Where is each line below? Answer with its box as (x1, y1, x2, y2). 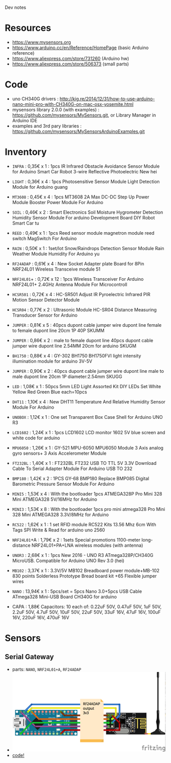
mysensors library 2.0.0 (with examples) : (12, 106, 100, 113)
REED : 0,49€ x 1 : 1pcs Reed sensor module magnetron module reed (12, 230, 155, 236)
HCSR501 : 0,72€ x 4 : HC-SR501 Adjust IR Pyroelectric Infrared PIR (12, 291, 151, 297)
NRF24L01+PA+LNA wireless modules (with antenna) (32, 542, 143, 548)
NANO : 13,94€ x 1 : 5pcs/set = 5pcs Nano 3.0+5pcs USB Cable (12, 588, 142, 594)
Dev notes (5, 5, 27, 10)
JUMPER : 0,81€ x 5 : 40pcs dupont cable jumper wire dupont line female (12, 322, 162, 328)
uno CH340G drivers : (12, 96, 59, 102)
